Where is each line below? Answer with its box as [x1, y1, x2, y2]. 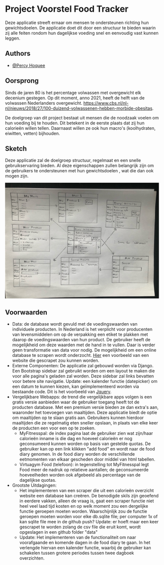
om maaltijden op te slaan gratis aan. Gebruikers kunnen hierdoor [12, 415, 144, 421]
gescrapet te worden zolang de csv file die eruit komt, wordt [19, 524, 141, 530]
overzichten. [19, 555, 45, 561]
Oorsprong [5, 77, 39, 85]
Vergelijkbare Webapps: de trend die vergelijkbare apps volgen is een [12, 394, 152, 400]
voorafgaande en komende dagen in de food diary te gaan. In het [19, 540, 150, 545]
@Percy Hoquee [12, 62, 45, 68]
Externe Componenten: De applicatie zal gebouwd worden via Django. [12, 363, 154, 369]
